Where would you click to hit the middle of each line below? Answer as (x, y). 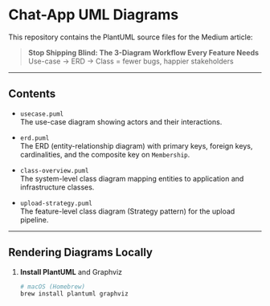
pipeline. (34, 219)
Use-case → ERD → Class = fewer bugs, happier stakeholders (131, 61)
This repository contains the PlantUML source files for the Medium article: (131, 37)
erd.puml (35, 138)
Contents (32, 94)
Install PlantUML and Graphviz (71, 271)
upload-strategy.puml (56, 203)
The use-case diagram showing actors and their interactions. (121, 121)
